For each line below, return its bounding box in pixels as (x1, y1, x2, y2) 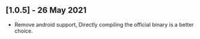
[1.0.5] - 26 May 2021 (5, 5, 87, 15)
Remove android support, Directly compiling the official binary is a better (14, 21, 195, 28)
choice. (14, 27, 34, 34)
